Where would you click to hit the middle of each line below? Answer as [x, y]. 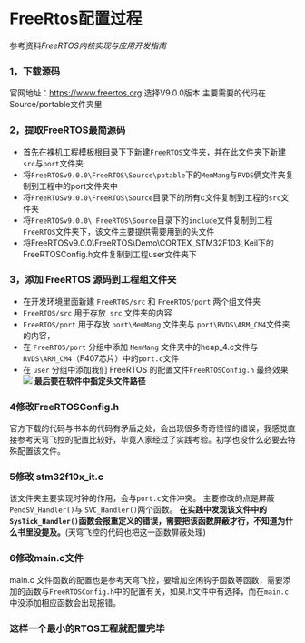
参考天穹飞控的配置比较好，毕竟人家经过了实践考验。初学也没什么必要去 [152, 440]
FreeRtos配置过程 [76, 19]
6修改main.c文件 [47, 558]
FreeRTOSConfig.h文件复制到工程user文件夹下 [109, 254]
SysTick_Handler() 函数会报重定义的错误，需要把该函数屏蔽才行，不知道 [143, 521]
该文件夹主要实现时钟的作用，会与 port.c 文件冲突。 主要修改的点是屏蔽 [142, 498]
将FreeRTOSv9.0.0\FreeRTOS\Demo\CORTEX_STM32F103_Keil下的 [148, 243]
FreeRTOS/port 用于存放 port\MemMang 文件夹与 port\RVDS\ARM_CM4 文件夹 [156, 324]
